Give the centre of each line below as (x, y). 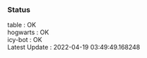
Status (19, 10)
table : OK (22, 25)
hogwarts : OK (28, 32)
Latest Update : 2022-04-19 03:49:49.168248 (74, 48)
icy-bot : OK (25, 40)
